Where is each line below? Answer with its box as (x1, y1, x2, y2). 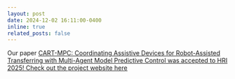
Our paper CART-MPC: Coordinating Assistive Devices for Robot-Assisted (7, 49, 221, 57)
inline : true (7, 23, 46, 30)
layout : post (7, 10, 46, 17)
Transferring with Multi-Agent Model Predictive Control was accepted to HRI (7, 57, 228, 65)
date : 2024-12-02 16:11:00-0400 (7, 17, 102, 24)
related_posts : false (7, 29, 71, 37)
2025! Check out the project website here (7, 64, 128, 72)
